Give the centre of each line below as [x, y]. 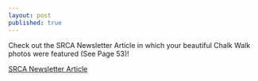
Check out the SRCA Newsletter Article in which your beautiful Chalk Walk [129, 45]
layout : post [30, 15]
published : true [35, 23]
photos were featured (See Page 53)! [69, 53]
